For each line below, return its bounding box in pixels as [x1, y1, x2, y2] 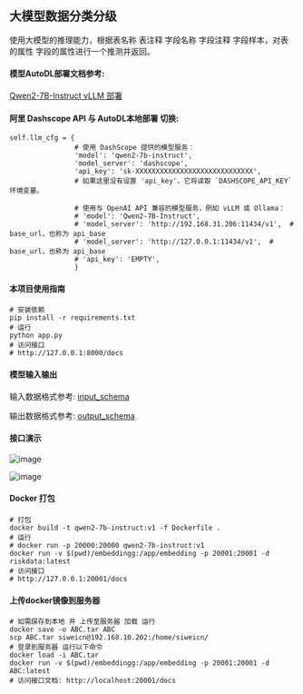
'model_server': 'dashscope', [73, 159, 189, 168]
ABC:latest [9, 667, 51, 676]
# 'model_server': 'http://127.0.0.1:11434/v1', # [73, 237, 274, 247]
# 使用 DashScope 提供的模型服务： [73, 144, 195, 153]
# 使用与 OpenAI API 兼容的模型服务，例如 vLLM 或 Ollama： [73, 203, 286, 213]
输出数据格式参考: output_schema [9, 410, 136, 421]
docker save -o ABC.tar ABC [9, 625, 116, 634]
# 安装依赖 [9, 305, 45, 315]
